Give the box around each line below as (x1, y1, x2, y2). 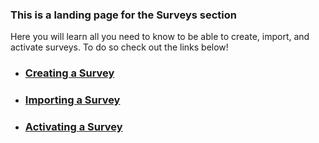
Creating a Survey (24, 66, 115, 80)
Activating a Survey (24, 120, 123, 134)
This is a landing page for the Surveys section (10, 8, 237, 22)
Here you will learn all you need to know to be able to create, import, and (10, 31, 310, 43)
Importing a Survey (24, 93, 121, 107)
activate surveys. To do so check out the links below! (10, 41, 229, 53)
